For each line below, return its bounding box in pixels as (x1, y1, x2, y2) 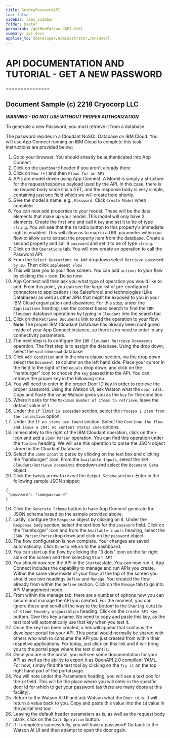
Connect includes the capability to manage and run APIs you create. (13, 565, 155, 571)
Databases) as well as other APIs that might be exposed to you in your (13, 294, 160, 300)
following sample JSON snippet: (13, 478, 80, 484)
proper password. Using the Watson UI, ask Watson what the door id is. (13, 386, 163, 392)
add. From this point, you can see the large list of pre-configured (13, 283, 148, 290)
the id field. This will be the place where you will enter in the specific (13, 678, 157, 684)
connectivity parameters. (13, 332, 66, 338)
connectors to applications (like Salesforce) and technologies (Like (13, 289, 152, 295)
